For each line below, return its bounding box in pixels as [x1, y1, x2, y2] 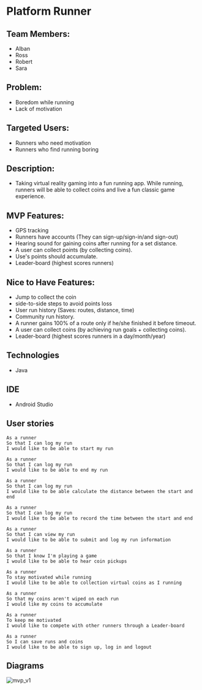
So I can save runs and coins [6, 638, 84, 645]
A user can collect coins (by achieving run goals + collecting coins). [15, 326, 187, 334]
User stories [6, 418, 54, 429]
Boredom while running [15, 98, 75, 105]
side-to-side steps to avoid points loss [15, 300, 112, 307]
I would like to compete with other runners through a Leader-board [6, 623, 185, 629]
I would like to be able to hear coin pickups [6, 558, 127, 564]
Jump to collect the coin [15, 293, 77, 301]
